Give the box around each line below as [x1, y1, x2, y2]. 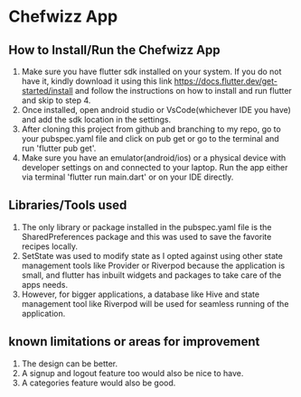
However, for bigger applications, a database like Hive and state [21, 289, 259, 300]
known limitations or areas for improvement [8, 334, 260, 349]
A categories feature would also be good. [21, 377, 176, 388]
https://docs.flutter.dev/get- [174, 76, 277, 87]
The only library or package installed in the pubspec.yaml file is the [21, 221, 272, 232]
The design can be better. [21, 358, 118, 369]
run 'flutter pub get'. [21, 143, 97, 153]
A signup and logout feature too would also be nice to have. [21, 367, 244, 378]
